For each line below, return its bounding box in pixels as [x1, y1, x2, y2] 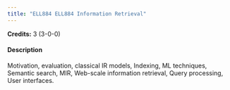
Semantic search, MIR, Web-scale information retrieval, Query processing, [7, 68, 224, 77]
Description [7, 46, 43, 54]
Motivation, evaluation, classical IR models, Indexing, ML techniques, [7, 61, 207, 70]
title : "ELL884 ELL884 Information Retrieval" [7, 10, 147, 18]
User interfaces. [7, 76, 54, 84]
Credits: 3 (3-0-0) [7, 30, 61, 38]
